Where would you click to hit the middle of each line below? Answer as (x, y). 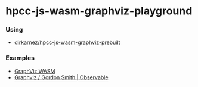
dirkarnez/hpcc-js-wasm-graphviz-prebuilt (67, 42)
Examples (20, 58)
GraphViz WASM (35, 71)
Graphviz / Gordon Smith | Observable (61, 77)
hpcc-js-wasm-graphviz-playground (99, 11)
